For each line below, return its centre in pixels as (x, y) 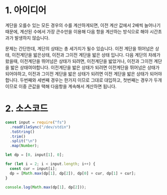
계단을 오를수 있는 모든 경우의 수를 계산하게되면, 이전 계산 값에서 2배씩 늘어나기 (83, 25)
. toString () (22, 132)
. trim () (18, 137)
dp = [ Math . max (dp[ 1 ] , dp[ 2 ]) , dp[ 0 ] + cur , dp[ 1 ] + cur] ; (73, 173)
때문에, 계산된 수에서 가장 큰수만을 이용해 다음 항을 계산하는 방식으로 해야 (77, 31)
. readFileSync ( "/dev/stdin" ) (40, 127)
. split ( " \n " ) (23, 141)
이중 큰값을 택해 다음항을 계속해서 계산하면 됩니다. (67, 86)
